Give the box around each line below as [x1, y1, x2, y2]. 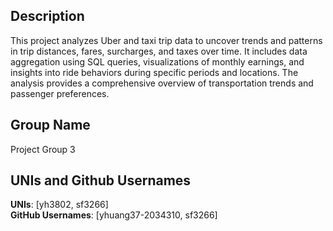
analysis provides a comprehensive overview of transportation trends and [10, 77, 314, 89]
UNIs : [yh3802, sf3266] [10, 199, 109, 211]
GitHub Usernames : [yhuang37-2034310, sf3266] [10, 209, 218, 221]
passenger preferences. [10, 87, 110, 99]
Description [10, 8, 85, 25]
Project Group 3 [10, 143, 76, 155]
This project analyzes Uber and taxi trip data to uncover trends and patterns [10, 34, 323, 46]
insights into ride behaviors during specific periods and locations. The [10, 66, 299, 78]
